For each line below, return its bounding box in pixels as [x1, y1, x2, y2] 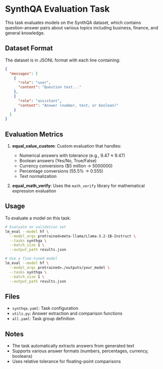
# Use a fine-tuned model [5, 256, 57, 261]
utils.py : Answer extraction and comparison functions [12, 310, 123, 316]
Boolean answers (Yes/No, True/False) [19, 158, 97, 164]
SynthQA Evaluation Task [5, 3, 110, 15]
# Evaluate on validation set [5, 224, 67, 229]
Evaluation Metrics [5, 130, 63, 138]
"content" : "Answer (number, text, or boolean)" [18, 103, 119, 108]
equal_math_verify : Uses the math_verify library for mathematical [12, 183, 145, 189]
